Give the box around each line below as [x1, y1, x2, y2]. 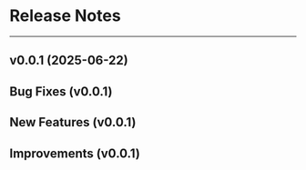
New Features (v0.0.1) [9, 115, 137, 130]
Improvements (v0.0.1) [9, 145, 141, 161]
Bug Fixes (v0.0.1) [9, 84, 113, 99]
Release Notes [9, 5, 121, 26]
